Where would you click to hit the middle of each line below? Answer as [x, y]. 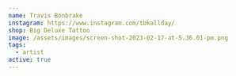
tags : [17, 45]
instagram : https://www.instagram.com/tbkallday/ [92, 23]
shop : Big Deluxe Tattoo [49, 30]
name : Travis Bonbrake [46, 15]
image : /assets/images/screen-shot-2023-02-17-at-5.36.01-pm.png [118, 38]
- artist [30, 52]
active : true [30, 60]
